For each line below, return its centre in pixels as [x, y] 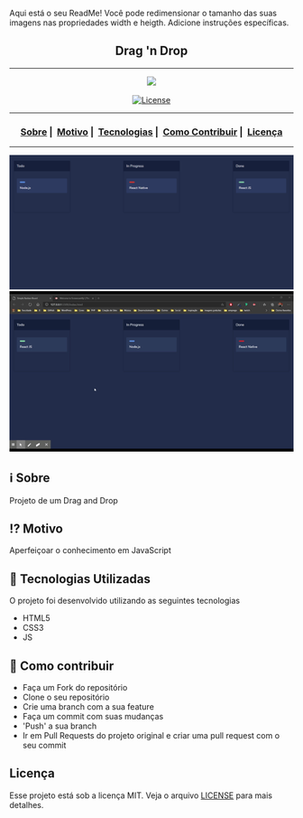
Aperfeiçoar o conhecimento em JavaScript [90, 550]
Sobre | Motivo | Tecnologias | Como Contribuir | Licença [151, 132]
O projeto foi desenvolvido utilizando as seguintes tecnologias [125, 601]
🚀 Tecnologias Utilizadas [80, 579]
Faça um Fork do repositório [75, 688]
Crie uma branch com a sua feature [88, 707]
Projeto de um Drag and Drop [64, 500]
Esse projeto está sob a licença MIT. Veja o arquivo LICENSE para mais [141, 795]
